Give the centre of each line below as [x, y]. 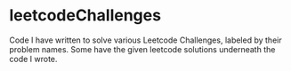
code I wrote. [33, 59]
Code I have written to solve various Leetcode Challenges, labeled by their [145, 40]
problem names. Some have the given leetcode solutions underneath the [142, 49]
